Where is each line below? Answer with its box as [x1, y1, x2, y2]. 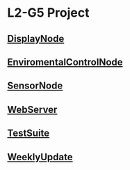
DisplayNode [7, 33, 65, 45]
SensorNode [7, 80, 63, 92]
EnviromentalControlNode [7, 56, 123, 68]
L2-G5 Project [7, 5, 90, 21]
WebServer [7, 103, 58, 116]
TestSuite [7, 127, 50, 139]
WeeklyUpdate [7, 151, 73, 163]
